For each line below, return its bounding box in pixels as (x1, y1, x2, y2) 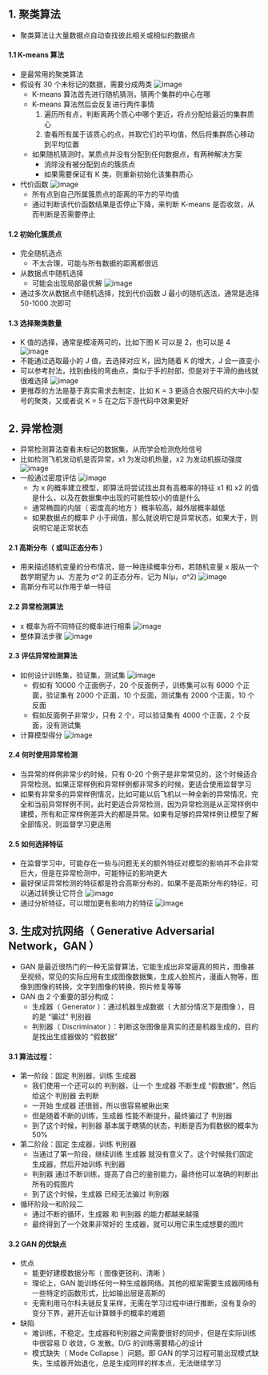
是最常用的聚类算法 (19, 70, 84, 79)
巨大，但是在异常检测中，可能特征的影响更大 (19, 869, 168, 878)
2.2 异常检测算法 (8, 602, 64, 612)
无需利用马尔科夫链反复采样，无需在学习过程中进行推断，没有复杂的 (31, 1298, 257, 1308)
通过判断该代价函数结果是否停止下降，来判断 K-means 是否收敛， (31, 199, 248, 210)
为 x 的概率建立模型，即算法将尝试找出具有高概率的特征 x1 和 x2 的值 (31, 483, 259, 493)
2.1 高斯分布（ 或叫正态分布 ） (8, 542, 107, 552)
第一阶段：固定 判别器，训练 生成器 (19, 1071, 137, 1081)
